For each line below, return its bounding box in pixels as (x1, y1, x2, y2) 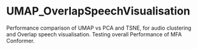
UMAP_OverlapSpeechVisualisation (6, 4, 190, 18)
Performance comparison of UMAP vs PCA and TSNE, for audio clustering (6, 24, 192, 31)
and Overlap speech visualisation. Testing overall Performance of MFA (6, 30, 182, 38)
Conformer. (6, 37, 35, 44)
